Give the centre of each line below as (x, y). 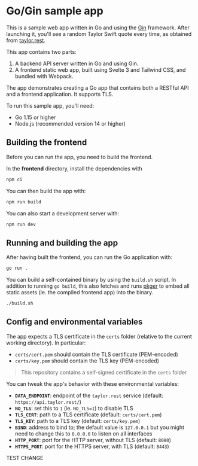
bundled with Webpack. (44, 76)
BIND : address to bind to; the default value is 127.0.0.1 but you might (99, 427)
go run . (17, 268)
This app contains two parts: (41, 51)
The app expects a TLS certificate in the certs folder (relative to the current (99, 336)
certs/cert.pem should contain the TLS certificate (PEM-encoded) (96, 354)
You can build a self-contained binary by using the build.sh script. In (91, 280)
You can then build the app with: (46, 191)
